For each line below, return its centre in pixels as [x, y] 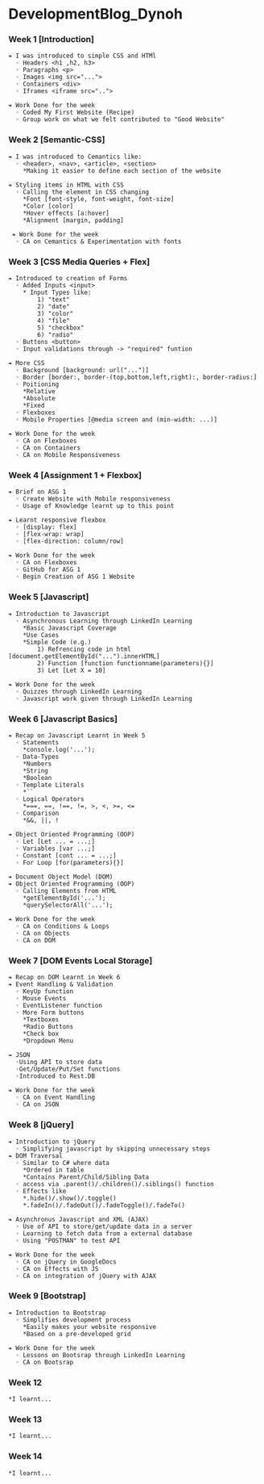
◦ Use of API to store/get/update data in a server [104, 1226]
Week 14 [25, 1457]
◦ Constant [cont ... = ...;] [66, 855]
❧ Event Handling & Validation [61, 985]
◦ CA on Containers [48, 448]
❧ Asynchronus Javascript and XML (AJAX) [79, 1219]
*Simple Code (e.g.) [57, 642]
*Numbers [37, 764]
